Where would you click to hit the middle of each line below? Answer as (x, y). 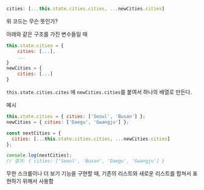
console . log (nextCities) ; (39, 155)
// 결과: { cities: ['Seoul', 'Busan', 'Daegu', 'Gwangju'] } (86, 161)
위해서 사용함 (38, 181)
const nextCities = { (34, 133)
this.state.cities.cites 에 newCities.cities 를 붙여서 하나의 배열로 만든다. (99, 92)
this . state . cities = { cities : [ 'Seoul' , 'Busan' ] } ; (76, 116)
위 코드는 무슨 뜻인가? (32, 21)
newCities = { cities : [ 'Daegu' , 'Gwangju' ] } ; (68, 122)
